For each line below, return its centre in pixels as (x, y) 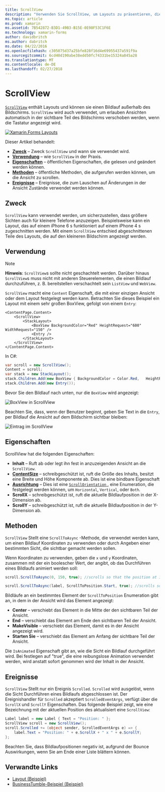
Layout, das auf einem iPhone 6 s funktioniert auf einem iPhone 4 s (73, 226)
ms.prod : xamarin (23, 23)
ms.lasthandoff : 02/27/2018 (34, 69)
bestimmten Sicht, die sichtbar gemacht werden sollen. (61, 548)
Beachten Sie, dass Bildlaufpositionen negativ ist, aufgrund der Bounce (77, 746)
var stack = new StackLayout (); (38, 374)
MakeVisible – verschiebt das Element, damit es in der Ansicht (75, 626)
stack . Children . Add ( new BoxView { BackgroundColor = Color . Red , (72, 379)
